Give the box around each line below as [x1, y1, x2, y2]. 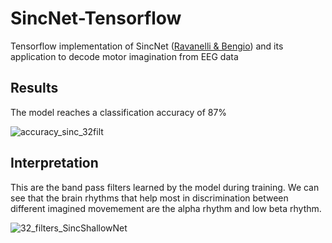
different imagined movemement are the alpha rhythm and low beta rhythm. [10, 202, 322, 214]
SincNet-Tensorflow [10, 7, 182, 30]
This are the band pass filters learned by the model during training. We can [10, 181, 320, 193]
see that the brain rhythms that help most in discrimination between [10, 192, 289, 204]
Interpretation [10, 155, 99, 172]
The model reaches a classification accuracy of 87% [10, 106, 228, 118]
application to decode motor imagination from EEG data [10, 50, 239, 62]
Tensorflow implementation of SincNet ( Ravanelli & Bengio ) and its [10, 40, 284, 52]
